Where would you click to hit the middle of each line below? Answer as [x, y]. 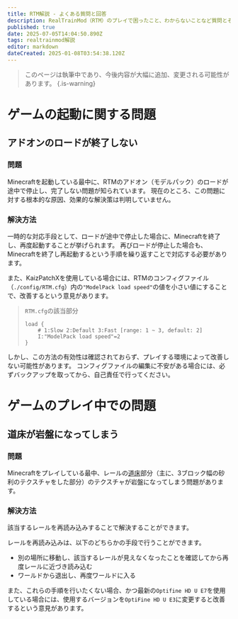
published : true [31, 27]
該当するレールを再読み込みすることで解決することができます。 [100, 528]
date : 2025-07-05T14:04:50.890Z [55, 34]
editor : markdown [33, 47]
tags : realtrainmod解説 [41, 40]
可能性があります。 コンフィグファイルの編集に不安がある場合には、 [119, 366]
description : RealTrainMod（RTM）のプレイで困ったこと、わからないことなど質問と [118, 21]
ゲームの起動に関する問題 [82, 115]
